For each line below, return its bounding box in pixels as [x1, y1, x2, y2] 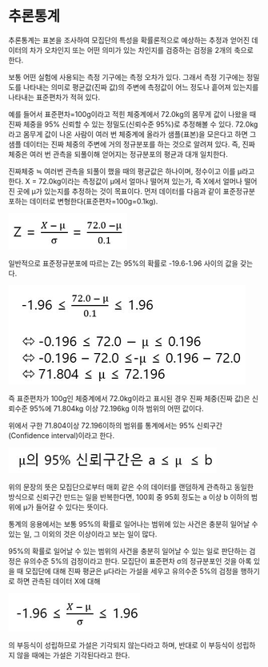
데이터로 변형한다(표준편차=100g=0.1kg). [29, 196, 158, 206]
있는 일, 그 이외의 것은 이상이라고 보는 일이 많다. [8, 529, 158, 539]
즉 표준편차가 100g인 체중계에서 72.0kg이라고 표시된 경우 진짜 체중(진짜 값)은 [8, 393, 250, 403]
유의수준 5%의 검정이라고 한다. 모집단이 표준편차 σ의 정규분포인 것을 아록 [22, 556, 252, 565]
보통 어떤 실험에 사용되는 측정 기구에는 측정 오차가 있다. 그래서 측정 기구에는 [8, 72, 246, 82]
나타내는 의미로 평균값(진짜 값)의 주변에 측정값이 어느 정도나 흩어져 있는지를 [22, 82, 259, 92]
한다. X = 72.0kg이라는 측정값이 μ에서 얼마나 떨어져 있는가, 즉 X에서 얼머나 [8, 176, 242, 186]
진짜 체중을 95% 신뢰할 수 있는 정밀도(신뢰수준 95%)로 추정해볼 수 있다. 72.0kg [8, 119, 258, 129]
